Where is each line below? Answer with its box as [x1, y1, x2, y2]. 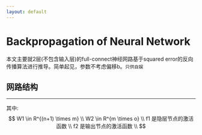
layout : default [6, 8, 47, 15]
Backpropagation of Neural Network [6, 34, 191, 48]
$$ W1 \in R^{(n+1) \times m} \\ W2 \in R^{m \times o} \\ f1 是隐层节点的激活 [8, 115, 194, 122]
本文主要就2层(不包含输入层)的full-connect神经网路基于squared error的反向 [6, 55, 194, 62]
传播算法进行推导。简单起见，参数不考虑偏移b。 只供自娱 [6, 62, 144, 70]
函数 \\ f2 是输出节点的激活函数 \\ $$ [56, 122, 146, 130]
